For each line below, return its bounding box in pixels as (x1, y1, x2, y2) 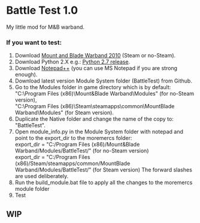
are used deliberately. (14, 173, 69, 180)
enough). (14, 71, 38, 78)
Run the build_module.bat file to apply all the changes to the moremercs (14, 179, 193, 186)
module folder (14, 185, 50, 193)
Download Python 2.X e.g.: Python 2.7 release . (14, 58, 131, 66)
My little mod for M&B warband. (6, 23, 85, 30)
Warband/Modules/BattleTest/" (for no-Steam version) (14, 147, 149, 154)
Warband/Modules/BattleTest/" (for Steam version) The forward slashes (14, 166, 193, 173)
